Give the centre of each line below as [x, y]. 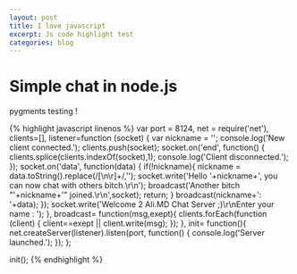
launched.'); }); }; [40, 243]
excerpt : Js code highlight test [72, 34]
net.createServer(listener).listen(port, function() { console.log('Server [137, 233]
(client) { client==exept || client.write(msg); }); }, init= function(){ [128, 223]
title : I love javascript [57, 26]
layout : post [34, 17]
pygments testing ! [43, 112]
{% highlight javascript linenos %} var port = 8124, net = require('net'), [139, 129]
